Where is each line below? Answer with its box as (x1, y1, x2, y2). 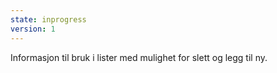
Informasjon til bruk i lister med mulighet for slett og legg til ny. (10, 51, 268, 63)
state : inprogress (10, 14, 87, 25)
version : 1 (10, 24, 56, 34)
